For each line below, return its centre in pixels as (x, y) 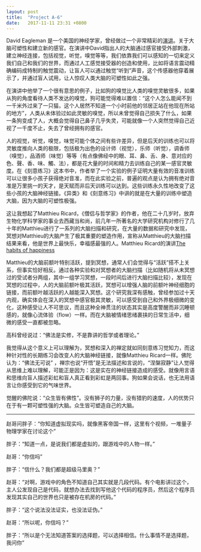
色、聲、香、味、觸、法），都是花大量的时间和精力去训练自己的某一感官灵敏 (99, 163)
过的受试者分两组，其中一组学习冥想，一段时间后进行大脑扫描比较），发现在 (99, 277)
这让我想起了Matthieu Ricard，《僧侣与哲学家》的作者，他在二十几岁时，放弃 (100, 214)
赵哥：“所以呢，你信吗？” (37, 523)
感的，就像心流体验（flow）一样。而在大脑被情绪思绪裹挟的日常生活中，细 (98, 315)
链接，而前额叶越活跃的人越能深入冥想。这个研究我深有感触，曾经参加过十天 (100, 292)
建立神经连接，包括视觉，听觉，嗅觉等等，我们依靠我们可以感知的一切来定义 (100, 56)
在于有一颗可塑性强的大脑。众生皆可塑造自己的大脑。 (72, 405)
